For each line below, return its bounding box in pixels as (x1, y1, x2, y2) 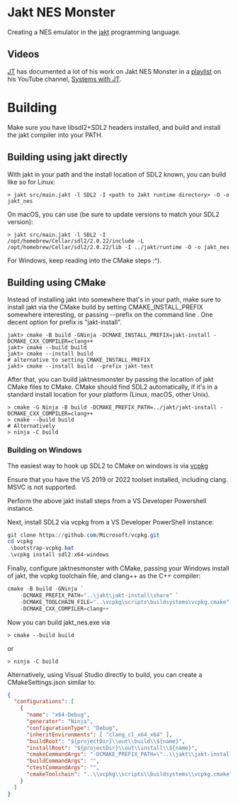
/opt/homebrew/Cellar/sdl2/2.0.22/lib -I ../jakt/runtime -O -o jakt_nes (7, 243, 230, 250)
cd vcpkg (7, 538, 33, 545)
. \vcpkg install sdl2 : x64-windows (7, 551, 110, 558)
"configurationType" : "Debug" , (25, 725, 119, 732)
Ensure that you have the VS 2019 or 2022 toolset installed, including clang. (7, 475, 228, 483)
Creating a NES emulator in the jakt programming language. (7, 28, 181, 36)
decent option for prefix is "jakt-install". (7, 318, 123, 326)
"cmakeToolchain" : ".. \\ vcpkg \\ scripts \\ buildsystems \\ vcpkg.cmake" (25, 771, 233, 778)
